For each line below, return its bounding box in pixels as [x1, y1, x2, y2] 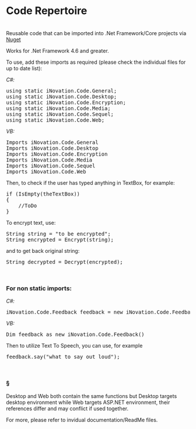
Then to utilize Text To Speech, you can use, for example [6, 342, 143, 349]
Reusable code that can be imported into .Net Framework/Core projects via [6, 29, 187, 36]
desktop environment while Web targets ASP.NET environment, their [6, 399, 170, 406]
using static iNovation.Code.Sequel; [6, 111, 114, 118]
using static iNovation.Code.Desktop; [6, 93, 117, 100]
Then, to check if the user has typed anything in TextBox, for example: [6, 179, 175, 186]
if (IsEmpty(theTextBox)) [6, 190, 80, 197]
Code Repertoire [6, 4, 87, 18]
